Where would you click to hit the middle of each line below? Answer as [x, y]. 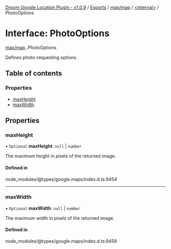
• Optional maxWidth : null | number [43, 208]
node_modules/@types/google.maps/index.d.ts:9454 [61, 179]
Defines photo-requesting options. [41, 57]
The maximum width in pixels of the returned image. [60, 218]
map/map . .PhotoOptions [31, 47]
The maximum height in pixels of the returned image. [61, 156]
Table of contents [34, 73]
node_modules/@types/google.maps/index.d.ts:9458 [61, 241]
